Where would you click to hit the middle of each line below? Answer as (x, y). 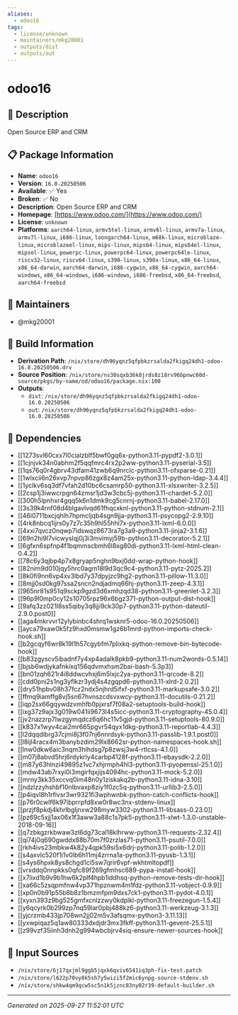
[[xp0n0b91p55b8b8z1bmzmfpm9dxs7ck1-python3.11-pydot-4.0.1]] (115, 893)
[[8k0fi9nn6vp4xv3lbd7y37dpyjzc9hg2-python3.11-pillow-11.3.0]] (113, 576)
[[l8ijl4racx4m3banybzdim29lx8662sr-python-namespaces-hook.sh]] (119, 742)
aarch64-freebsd (41, 282)
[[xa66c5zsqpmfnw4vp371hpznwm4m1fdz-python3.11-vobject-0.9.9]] (120, 885)
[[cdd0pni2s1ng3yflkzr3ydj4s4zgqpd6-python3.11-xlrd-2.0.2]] (108, 681)
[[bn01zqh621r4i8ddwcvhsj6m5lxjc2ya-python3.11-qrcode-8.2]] (110, 674)
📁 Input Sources (43, 953)
